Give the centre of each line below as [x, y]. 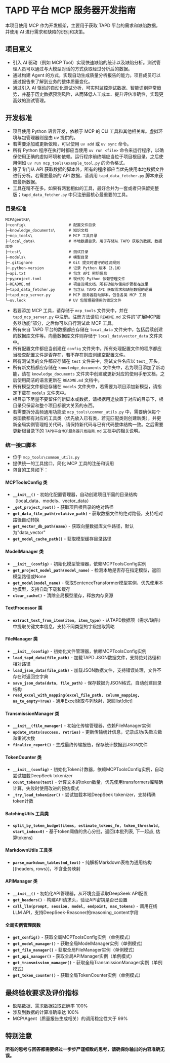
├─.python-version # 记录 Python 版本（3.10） [64, 268]
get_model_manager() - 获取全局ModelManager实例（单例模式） [79, 943]
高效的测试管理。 [30, 100]
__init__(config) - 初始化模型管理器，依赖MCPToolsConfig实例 [79, 563]
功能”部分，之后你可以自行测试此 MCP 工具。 [69, 323]
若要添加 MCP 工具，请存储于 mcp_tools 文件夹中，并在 [70, 310]
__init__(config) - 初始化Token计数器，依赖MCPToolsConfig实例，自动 [88, 769]
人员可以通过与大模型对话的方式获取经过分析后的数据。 [75, 68]
